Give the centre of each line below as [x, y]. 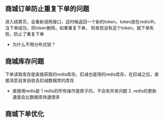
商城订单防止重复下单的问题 [47, 9]
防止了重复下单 [29, 34]
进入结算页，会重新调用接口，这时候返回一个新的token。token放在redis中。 [82, 22]
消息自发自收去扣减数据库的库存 [42, 80]
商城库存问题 [25, 61]
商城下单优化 [25, 114]
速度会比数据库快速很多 [36, 97]
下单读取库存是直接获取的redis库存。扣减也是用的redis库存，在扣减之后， [80, 74]
